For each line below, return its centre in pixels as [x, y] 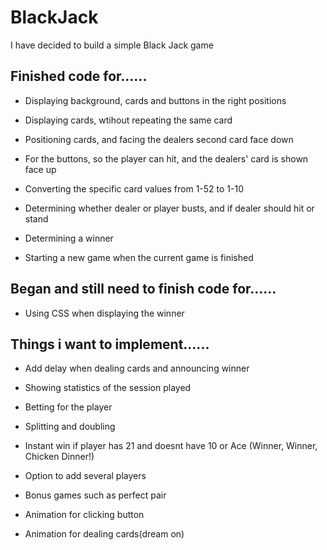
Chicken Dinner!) [59, 457]
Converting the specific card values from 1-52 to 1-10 [134, 188]
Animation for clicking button [84, 515]
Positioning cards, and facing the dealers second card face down [159, 139]
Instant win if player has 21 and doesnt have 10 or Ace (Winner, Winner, [171, 446]
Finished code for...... [79, 76]
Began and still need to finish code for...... [143, 289]
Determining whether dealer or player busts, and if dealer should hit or [169, 208]
